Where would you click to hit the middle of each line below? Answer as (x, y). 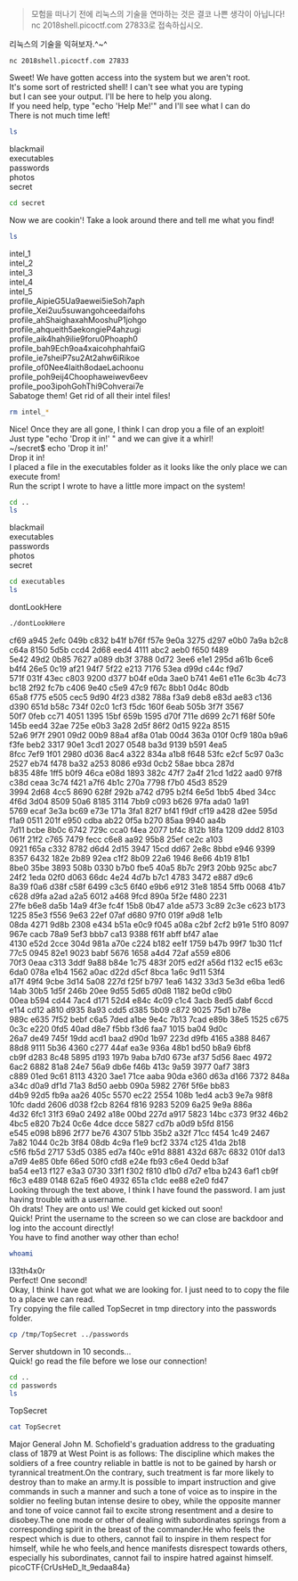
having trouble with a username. (68, 1199)
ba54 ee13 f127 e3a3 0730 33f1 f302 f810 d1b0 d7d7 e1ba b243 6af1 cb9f (144, 1171)
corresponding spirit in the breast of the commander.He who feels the (137, 1529)
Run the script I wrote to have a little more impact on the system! (128, 486)
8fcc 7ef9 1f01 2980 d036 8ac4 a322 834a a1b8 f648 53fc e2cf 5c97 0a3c (147, 753)
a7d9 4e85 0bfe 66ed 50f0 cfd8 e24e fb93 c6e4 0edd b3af (119, 1161)
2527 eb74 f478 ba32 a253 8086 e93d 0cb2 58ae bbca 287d (122, 763)
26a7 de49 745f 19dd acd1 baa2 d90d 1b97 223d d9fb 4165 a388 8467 (140, 1038)
